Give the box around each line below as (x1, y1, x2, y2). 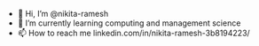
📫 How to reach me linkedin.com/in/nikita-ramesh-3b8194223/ (17, 27, 250, 38)
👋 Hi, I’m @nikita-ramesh (17, 9, 109, 19)
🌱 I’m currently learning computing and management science (17, 18, 241, 28)
